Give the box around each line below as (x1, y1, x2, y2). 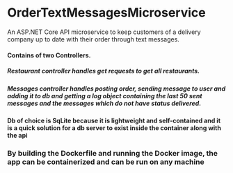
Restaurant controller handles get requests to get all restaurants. (7, 67, 200, 75)
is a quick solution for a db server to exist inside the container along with (7, 123, 221, 132)
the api (7, 131, 28, 139)
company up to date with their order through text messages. (7, 35, 179, 43)
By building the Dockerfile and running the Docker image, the (7, 148, 218, 158)
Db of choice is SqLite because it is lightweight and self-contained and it (7, 116, 221, 125)
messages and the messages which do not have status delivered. (7, 99, 202, 107)
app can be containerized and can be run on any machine (7, 157, 205, 167)
